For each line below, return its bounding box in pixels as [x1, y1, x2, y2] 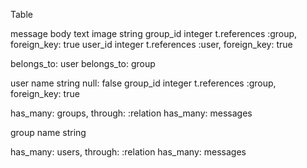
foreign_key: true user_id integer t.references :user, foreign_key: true [10, 39, 293, 50]
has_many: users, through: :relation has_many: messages [10, 146, 247, 158]
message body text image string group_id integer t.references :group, [10, 28, 298, 39]
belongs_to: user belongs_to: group [10, 58, 156, 69]
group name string [10, 127, 87, 138]
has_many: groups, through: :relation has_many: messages [10, 107, 253, 119]
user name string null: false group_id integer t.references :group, [10, 77, 277, 89]
